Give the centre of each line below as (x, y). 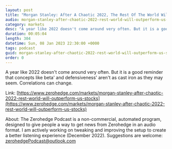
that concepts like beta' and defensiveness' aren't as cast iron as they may (84, 78)
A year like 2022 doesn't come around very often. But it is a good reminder (84, 72)
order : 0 (15, 58)
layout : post (19, 10)
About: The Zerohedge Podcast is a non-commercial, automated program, (83, 119)
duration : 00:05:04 (26, 34)
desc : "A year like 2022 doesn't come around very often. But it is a (82, 29)
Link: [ (12, 93)
